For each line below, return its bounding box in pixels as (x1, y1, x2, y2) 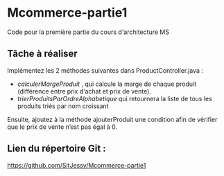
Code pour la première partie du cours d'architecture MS (7, 28, 170, 36)
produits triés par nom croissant (17, 102, 109, 110)
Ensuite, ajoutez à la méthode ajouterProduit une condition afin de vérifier (7, 115, 218, 123)
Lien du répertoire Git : (7, 143, 106, 155)
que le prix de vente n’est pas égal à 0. (7, 123, 118, 131)
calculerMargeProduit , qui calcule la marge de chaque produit (17, 80, 197, 88)
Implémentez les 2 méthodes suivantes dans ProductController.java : (7, 66, 203, 74)
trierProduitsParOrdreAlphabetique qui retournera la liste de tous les (17, 94, 213, 103)
